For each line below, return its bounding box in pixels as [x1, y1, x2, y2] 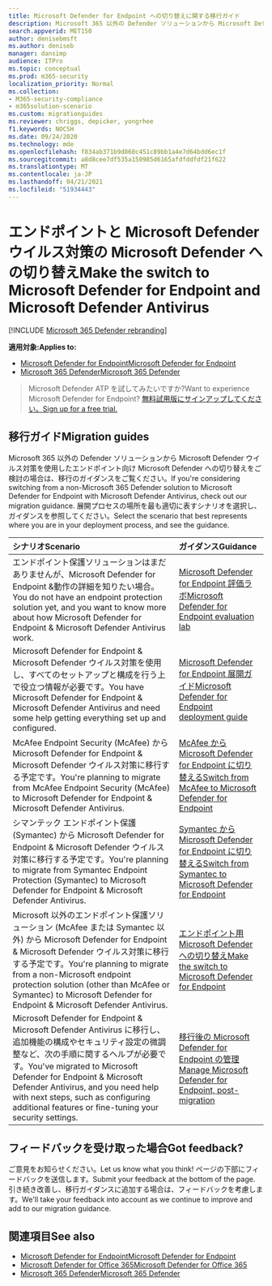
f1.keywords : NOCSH [8, 125, 74, 133]
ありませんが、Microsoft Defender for [12, 569, 156, 580]
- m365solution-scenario [8, 102, 92, 110]
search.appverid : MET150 [8, 27, 92, 35]
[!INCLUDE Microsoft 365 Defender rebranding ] [8, 325, 168, 335]
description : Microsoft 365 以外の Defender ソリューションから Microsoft [8, 19, 251, 28]
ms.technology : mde [8, 140, 74, 148]
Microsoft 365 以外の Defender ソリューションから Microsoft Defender [8, 453, 244, 462]
